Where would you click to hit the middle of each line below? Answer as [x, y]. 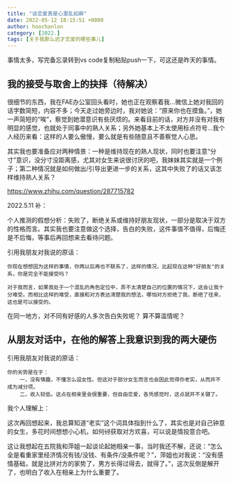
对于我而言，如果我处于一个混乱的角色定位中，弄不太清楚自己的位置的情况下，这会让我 [113, 287]
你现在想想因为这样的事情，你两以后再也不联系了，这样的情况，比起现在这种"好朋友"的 [113, 266]
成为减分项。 [23, 387]
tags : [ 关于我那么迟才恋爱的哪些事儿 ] [56, 39]
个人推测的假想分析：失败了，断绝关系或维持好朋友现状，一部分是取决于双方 [116, 220]
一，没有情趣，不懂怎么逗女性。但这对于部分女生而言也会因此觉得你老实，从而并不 [120, 379]
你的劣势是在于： [28, 372]
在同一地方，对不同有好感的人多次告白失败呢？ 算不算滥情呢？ [96, 315]
